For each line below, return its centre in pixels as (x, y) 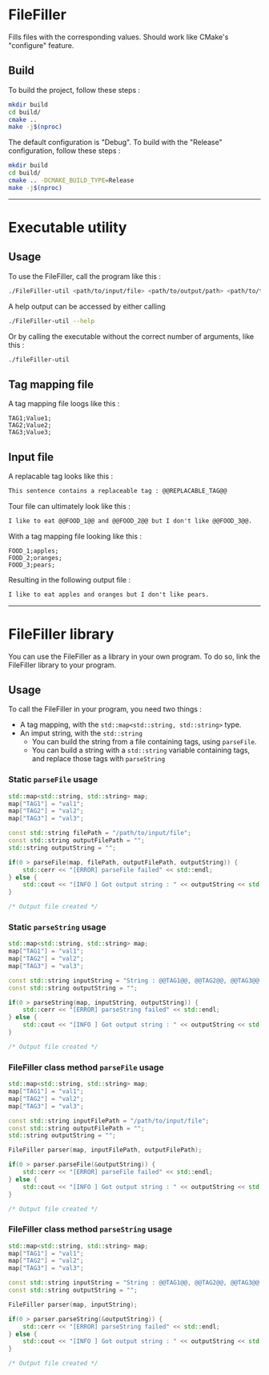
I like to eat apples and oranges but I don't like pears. (109, 595)
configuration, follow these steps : (64, 151)
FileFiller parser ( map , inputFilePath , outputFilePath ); (105, 1150)
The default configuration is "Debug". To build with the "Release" (115, 143)
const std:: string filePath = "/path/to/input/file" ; (100, 833)
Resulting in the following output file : (70, 579)
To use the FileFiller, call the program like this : (85, 276)
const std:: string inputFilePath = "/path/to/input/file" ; (109, 1121)
